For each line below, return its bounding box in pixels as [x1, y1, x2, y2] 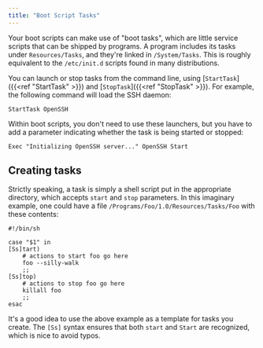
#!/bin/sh [8, 225, 41, 233]
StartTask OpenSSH [8, 105, 69, 113]
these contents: [8, 210, 59, 219]
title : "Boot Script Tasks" [8, 11, 101, 20]
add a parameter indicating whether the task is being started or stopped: [8, 127, 244, 137]
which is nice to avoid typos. [8, 331, 101, 340]
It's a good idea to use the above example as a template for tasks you [8, 314, 234, 324]
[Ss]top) [8, 273, 37, 281]
